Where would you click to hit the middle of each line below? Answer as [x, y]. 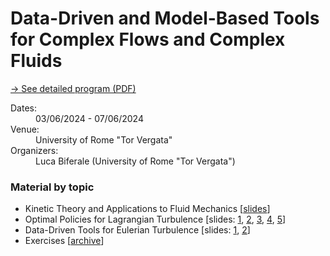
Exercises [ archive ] [64, 241]
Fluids [36, 61]
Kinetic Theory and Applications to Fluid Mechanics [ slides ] [147, 209]
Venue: [25, 129]
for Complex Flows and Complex [148, 39]
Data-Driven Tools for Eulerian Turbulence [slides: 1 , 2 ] [137, 230]
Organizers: [34, 150]
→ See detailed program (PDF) [73, 88]
